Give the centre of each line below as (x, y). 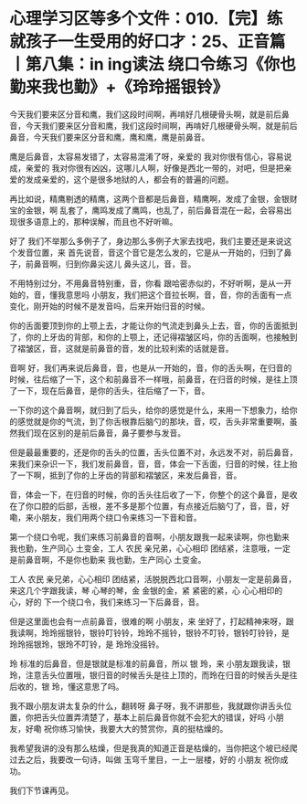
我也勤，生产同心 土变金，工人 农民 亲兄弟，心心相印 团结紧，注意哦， (142, 548)
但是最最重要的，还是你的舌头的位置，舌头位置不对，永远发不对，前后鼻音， (153, 452)
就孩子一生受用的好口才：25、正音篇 (148, 42)
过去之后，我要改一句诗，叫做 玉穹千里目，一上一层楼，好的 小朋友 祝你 (145, 759)
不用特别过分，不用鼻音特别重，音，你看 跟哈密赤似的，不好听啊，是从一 (147, 283)
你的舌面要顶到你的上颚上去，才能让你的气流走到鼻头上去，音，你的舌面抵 (149, 325)
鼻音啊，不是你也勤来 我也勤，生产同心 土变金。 (116, 559)
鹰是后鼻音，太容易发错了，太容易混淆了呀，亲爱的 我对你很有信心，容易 (147, 156)
